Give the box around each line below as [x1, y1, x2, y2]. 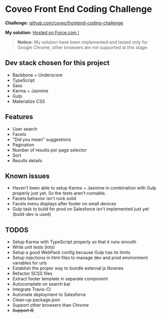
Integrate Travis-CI [12, 286, 51, 292]
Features [5, 113, 33, 121]
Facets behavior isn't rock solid [12, 195, 76, 201]
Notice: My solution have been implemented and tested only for [17, 39, 148, 45]
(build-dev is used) [12, 211, 52, 217]
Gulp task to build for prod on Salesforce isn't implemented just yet [12, 206, 149, 212]
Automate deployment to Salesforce [12, 292, 86, 298]
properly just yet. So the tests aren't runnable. [12, 190, 107, 196]
